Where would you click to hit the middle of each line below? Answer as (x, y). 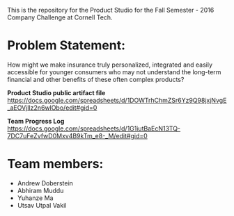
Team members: (55, 164)
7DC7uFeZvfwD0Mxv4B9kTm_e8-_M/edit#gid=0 (77, 135)
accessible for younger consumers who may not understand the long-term (114, 72)
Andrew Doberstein (45, 183)
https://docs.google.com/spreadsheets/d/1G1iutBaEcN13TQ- (94, 128)
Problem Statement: (67, 45)
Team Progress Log (36, 121)
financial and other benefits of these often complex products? (96, 79)
